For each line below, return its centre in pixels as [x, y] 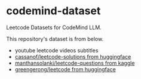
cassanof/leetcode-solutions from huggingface [73, 56]
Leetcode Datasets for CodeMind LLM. [54, 27]
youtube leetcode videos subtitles [56, 50]
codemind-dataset [53, 11]
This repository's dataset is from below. [55, 39]
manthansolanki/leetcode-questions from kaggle [75, 63]
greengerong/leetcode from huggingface [65, 69]
